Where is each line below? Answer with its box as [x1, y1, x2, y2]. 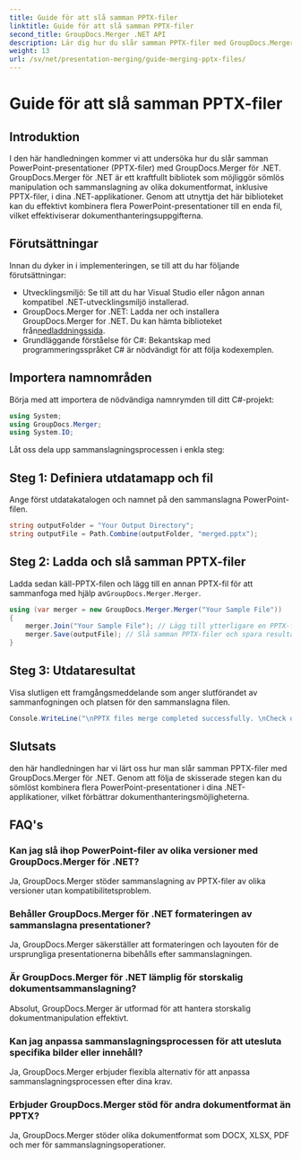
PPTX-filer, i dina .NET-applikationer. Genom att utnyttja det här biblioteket [9, 191, 284, 202]
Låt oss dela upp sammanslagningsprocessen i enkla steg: [9, 444, 226, 455]
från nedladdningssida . [21, 325, 106, 336]
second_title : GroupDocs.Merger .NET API [9, 30, 167, 39]
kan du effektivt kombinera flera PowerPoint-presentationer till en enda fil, [9, 201, 283, 211]
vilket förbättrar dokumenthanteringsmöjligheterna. [61, 791, 250, 802]
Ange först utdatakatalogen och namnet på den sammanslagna [9, 495, 242, 505]
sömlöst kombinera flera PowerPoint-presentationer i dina [9, 782, 223, 793]
